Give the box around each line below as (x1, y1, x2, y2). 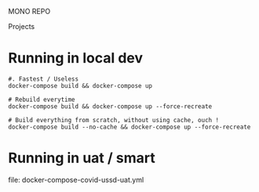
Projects (8, 22, 35, 31)
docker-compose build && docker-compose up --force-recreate (8, 102, 213, 110)
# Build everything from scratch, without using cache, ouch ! (8, 116, 220, 124)
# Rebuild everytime (8, 96, 76, 103)
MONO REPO (8, 7, 51, 16)
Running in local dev (8, 49, 144, 67)
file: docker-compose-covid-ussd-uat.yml (8, 175, 144, 184)
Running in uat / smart (8, 149, 155, 167)
